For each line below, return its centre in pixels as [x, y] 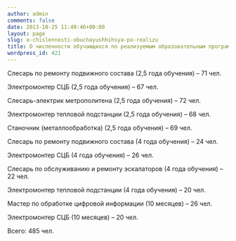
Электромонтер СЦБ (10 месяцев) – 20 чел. [73, 217]
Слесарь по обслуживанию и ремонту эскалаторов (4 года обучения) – [115, 168]
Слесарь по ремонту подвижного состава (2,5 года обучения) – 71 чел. [114, 73]
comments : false [31, 20]
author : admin [28, 14]
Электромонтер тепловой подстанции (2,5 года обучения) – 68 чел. [109, 114]
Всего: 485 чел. [31, 230]
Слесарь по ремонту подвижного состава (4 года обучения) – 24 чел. [113, 141]
